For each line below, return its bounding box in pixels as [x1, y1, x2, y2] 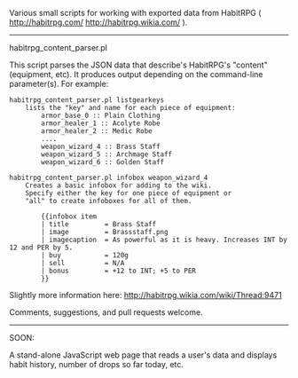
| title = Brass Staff [41, 220, 157, 229]
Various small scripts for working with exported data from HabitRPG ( [9, 8, 262, 18]
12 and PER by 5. [9, 243, 74, 252]
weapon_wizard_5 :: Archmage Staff [41, 150, 173, 159]
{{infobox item [41, 212, 98, 221]
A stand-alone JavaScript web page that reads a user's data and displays [9, 350, 278, 360]
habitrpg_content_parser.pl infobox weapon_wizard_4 [9, 173, 208, 182]
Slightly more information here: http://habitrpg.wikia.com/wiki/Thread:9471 [9, 290, 282, 300]
